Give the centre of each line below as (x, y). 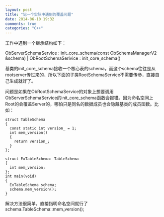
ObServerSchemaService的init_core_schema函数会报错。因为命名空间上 (79, 98)
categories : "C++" (24, 28)
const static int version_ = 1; (43, 128)
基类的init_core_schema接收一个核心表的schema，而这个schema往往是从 (80, 69)
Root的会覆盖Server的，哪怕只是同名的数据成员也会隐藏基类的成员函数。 (80, 104)
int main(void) (21, 176)
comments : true (21, 24)
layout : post (19, 10)
